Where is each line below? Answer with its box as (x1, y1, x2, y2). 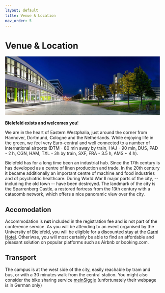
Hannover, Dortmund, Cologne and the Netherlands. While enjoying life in (5, 135, 154, 141)
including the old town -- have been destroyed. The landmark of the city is (5, 181, 156, 186)
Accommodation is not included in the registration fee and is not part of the (5, 218, 158, 224)
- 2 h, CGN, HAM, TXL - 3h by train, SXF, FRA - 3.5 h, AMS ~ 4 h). (5, 150, 138, 157)
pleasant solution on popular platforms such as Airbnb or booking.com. (5, 240, 149, 245)
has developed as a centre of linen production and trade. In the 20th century (5, 165, 160, 171)
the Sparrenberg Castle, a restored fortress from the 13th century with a (5, 186, 151, 192)
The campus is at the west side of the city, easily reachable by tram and (5, 266, 151, 272)
